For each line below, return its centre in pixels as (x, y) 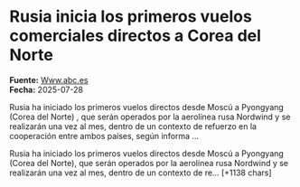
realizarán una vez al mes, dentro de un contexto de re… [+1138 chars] (141, 173)
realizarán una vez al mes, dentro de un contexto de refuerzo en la (133, 126)
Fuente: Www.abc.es (49, 79)
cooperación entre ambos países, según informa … (104, 136)
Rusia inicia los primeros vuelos (131, 17)
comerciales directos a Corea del (136, 36)
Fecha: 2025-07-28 (47, 89)
